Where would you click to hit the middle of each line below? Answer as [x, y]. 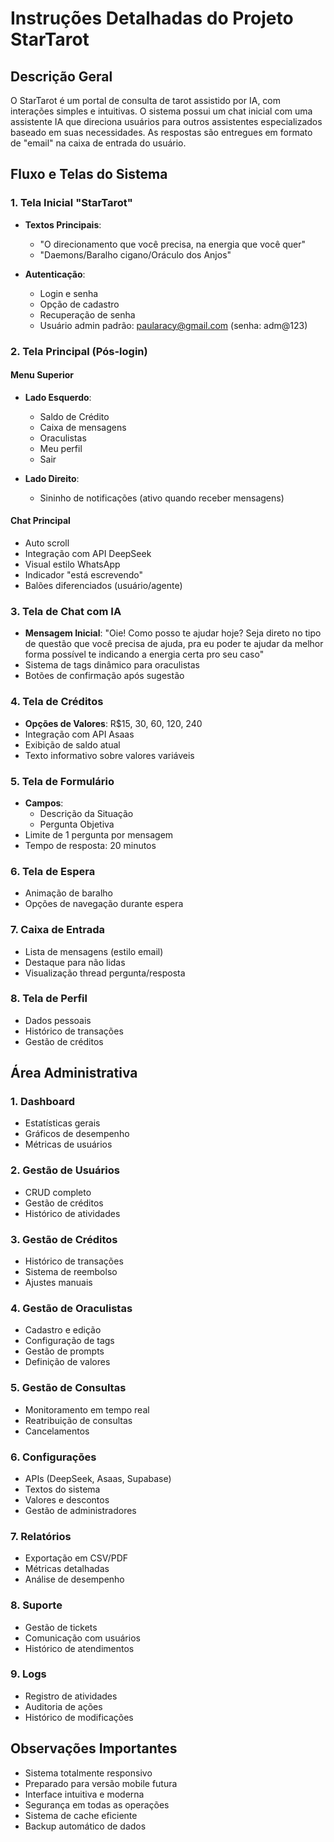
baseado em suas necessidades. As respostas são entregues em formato [161, 132]
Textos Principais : [63, 224]
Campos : [44, 803]
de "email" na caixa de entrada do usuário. [98, 143]
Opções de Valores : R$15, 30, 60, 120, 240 [113, 723]
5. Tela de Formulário [62, 781]
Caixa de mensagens [83, 427]
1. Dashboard [43, 1102]
